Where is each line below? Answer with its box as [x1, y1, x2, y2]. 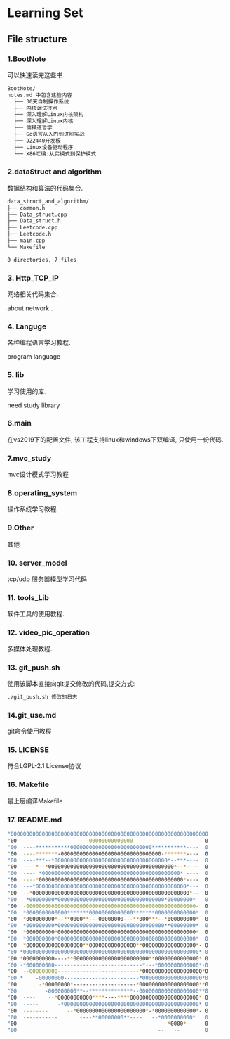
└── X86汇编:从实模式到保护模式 [13, 150, 97, 158]
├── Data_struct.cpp [7, 211, 68, 218]
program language [7, 352, 61, 361]
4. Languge [7, 321, 47, 331]
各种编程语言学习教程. [7, 338, 72, 347]
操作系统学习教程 [7, 505, 57, 514]
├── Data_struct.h [7, 217, 61, 224]
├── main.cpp [7, 237, 46, 244]
